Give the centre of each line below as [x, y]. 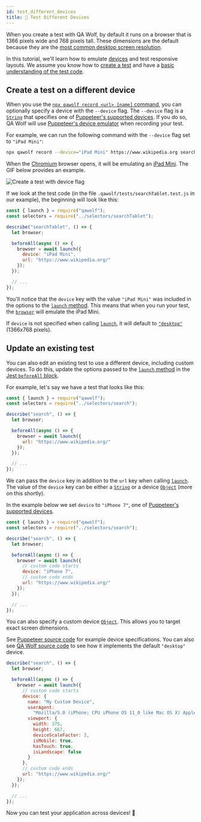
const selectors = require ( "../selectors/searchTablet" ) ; [80, 216]
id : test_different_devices [41, 12]
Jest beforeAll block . [33, 375]
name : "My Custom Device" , [61, 702]
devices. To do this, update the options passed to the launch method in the [98, 369]
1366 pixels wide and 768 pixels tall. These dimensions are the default [92, 41]
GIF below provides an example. [46, 170]
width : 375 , [48, 724]
